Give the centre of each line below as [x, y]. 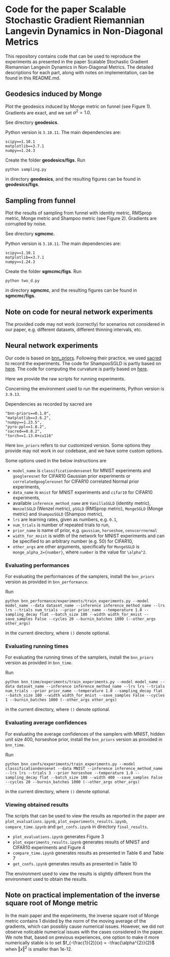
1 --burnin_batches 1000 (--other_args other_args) [61, 700]
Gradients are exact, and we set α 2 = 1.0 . [48, 112]
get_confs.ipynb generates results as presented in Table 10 [75, 864]
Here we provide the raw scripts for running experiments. [65, 379]
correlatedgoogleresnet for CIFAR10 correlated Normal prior [76, 481]
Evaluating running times [37, 647]
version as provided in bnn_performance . [47, 582]
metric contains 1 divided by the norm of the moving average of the [76, 921]
